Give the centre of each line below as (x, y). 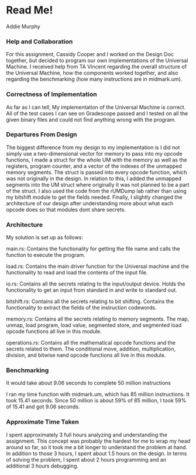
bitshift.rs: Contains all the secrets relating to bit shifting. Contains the (90, 301)
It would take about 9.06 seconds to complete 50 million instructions (89, 383)
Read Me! (30, 10)
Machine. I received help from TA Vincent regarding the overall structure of (97, 67)
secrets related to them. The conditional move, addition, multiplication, (91, 349)
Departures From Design (42, 135)
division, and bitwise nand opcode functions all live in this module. (86, 355)
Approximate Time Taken (42, 422)
